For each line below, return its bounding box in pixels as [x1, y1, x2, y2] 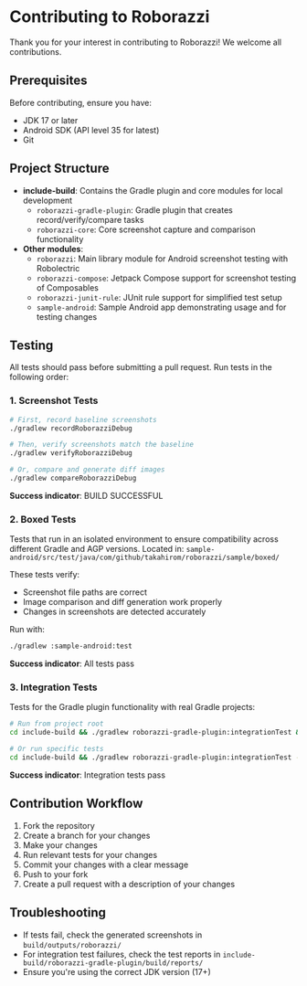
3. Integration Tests [9, 681, 98, 694]
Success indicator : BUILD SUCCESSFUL [9, 490, 164, 501]
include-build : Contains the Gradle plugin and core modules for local [22, 185, 283, 196]
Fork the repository [22, 820, 96, 831]
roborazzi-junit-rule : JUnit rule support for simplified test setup [36, 292, 283, 302]
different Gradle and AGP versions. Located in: [9, 544, 185, 555]
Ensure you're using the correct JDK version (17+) [22, 966, 212, 977]
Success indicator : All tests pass [9, 658, 135, 669]
